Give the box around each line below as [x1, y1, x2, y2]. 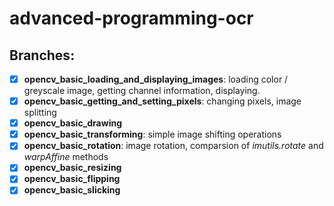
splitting [23, 107, 57, 119]
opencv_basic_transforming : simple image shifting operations [23, 128, 282, 141]
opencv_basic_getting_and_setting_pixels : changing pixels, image [23, 95, 302, 107]
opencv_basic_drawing [23, 117, 123, 129]
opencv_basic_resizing [23, 162, 122, 174]
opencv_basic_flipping [23, 173, 121, 185]
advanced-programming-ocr [9, 7, 254, 30]
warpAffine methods [23, 151, 109, 163]
